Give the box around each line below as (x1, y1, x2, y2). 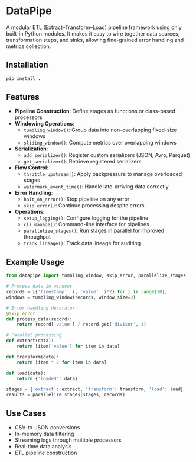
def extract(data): (6, 338, 54, 344)
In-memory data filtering (14, 430, 74, 437)
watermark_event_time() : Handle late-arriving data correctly (23, 183, 169, 190)
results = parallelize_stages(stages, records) (6, 392, 126, 398)
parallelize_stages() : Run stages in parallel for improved (23, 227, 164, 235)
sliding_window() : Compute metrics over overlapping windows (23, 139, 177, 146)
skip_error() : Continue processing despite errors (23, 202, 145, 209)
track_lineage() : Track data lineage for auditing (23, 240, 141, 247)
